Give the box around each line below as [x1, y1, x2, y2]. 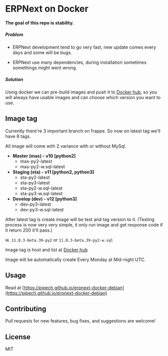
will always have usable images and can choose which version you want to [5, 94, 161, 100]
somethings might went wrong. [12, 64, 77, 71]
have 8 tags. [5, 133, 31, 139]
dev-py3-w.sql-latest [20, 206, 64, 212]
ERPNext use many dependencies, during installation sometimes [12, 59, 147, 65]
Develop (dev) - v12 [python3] [12, 196, 77, 202]
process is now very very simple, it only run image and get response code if [5, 221, 163, 228]
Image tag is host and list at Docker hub [5, 246, 88, 253]
